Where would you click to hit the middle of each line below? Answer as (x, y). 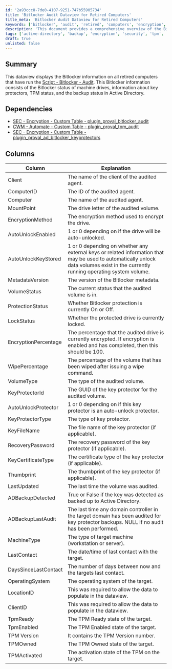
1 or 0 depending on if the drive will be (114, 231)
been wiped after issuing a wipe (106, 367)
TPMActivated (25, 656)
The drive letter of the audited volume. (113, 208)
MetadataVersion (28, 280)
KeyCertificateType (31, 460)
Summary (21, 64)
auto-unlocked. (86, 238)
